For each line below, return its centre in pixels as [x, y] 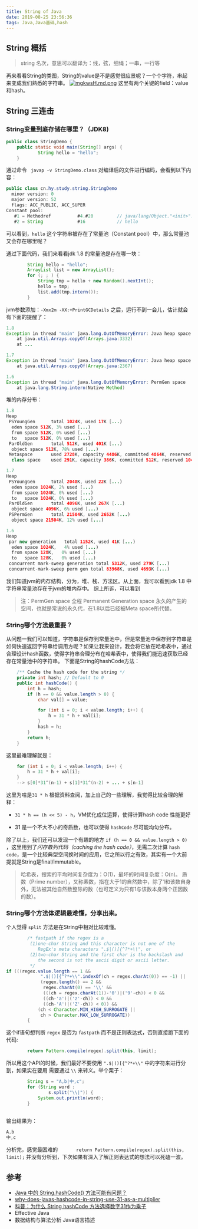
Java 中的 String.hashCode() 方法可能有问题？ [71, 1193]
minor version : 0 [33, 194]
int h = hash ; [44, 688]
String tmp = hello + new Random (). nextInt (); [96, 281]
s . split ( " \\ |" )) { [71, 1092]
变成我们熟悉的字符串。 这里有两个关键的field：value [100, 83]
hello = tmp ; [53, 286]
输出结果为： [22, 1121]
